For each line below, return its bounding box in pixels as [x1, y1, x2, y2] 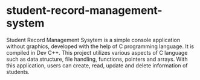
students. [6, 68, 30, 75]
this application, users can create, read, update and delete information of [6, 61, 189, 69]
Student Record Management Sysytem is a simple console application [6, 36, 180, 43]
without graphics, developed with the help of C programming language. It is [6, 43, 195, 50]
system [6, 16, 45, 30]
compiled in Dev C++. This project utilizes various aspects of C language [6, 49, 188, 56]
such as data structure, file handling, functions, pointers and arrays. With [6, 55, 188, 63]
